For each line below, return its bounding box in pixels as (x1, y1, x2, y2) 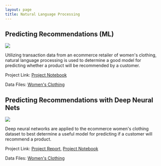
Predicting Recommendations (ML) (5, 30, 114, 38)
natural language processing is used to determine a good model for (5, 57, 141, 63)
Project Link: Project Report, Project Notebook (5, 146, 99, 152)
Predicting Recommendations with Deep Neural (5, 96, 154, 104)
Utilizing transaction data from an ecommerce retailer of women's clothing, (5, 52, 157, 58)
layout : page (5, 7, 32, 12)
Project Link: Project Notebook (5, 72, 67, 78)
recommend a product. (5, 136, 52, 142)
